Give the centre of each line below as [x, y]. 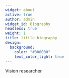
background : [22, 47]
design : [13, 43]
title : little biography [31, 38]
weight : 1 [16, 33]
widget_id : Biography [28, 24]
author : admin [20, 19]
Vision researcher [23, 71]
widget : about [20, 10]
